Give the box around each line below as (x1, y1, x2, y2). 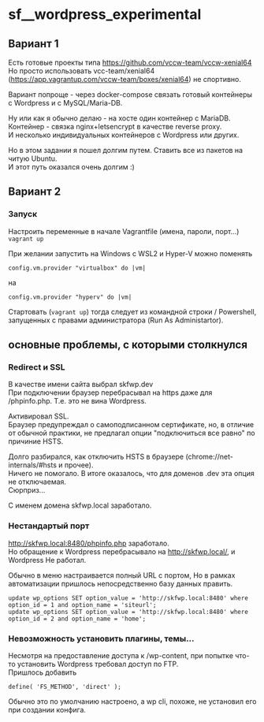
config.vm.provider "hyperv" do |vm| (8, 293, 132, 301)
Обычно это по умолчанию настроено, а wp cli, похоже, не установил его (8, 696, 257, 706)
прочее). (64, 460, 94, 470)
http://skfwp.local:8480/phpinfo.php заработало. (8, 538, 169, 548)
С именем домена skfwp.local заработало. (8, 501, 152, 510)
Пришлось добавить (8, 668, 77, 677)
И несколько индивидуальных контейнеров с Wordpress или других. (8, 130, 240, 140)
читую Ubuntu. (8, 154, 58, 163)
